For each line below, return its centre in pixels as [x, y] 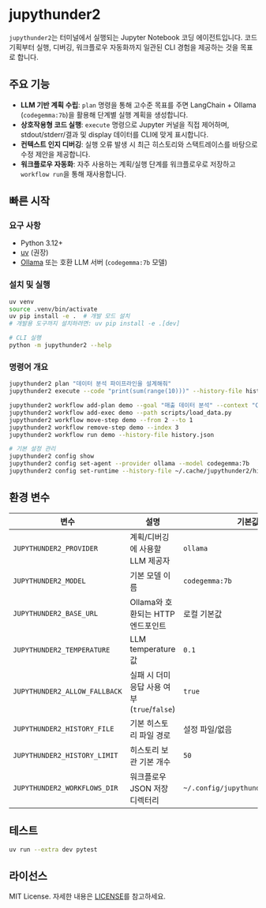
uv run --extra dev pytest [53, 850]
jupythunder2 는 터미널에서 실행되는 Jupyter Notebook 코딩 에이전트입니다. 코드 [133, 37]
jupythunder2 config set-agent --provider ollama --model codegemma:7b [129, 464]
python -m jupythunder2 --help [60, 346]
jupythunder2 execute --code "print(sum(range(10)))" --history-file [126, 391]
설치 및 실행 [30, 285]
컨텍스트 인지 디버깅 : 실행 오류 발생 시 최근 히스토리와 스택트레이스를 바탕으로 [139, 144]
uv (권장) [34, 252]
